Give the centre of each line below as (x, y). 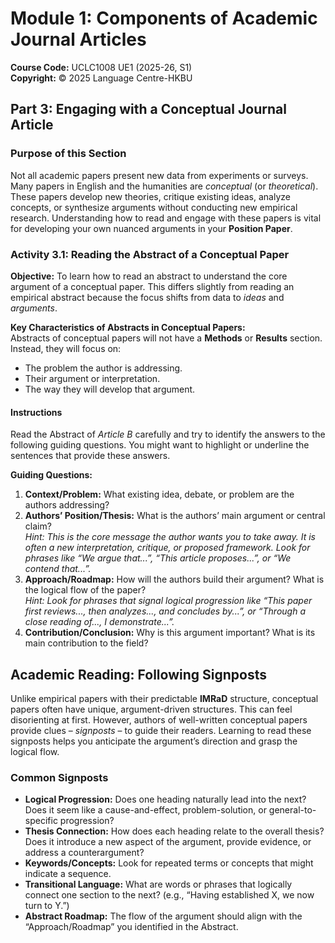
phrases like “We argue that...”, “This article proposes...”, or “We (158, 558)
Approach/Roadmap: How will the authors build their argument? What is (174, 579)
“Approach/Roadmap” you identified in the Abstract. (131, 927)
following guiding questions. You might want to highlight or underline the (160, 445)
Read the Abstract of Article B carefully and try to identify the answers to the (168, 434)
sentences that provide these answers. (90, 456)
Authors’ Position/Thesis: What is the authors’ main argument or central (175, 516)
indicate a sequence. (68, 874)
